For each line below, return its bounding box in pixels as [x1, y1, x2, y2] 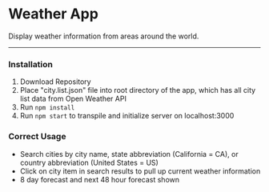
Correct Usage [8, 131, 66, 142]
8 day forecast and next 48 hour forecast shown [19, 174, 180, 184]
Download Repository [19, 77, 91, 86]
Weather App [8, 5, 98, 23]
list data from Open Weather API [19, 94, 126, 104]
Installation [8, 58, 54, 70]
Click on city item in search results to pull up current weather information [19, 166, 261, 176]
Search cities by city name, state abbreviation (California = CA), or [19, 149, 239, 158]
